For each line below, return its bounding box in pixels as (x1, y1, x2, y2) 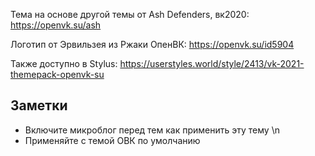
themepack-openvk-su (10, 69, 105, 80)
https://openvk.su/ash (10, 19, 102, 31)
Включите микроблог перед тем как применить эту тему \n (24, 124, 280, 136)
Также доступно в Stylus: (10, 58, 118, 69)
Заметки (10, 97, 68, 114)
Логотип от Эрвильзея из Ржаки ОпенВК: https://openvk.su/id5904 (10, 39, 295, 50)
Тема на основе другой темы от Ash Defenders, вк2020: (10, 9, 250, 20)
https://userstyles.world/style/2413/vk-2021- (119, 58, 305, 69)
